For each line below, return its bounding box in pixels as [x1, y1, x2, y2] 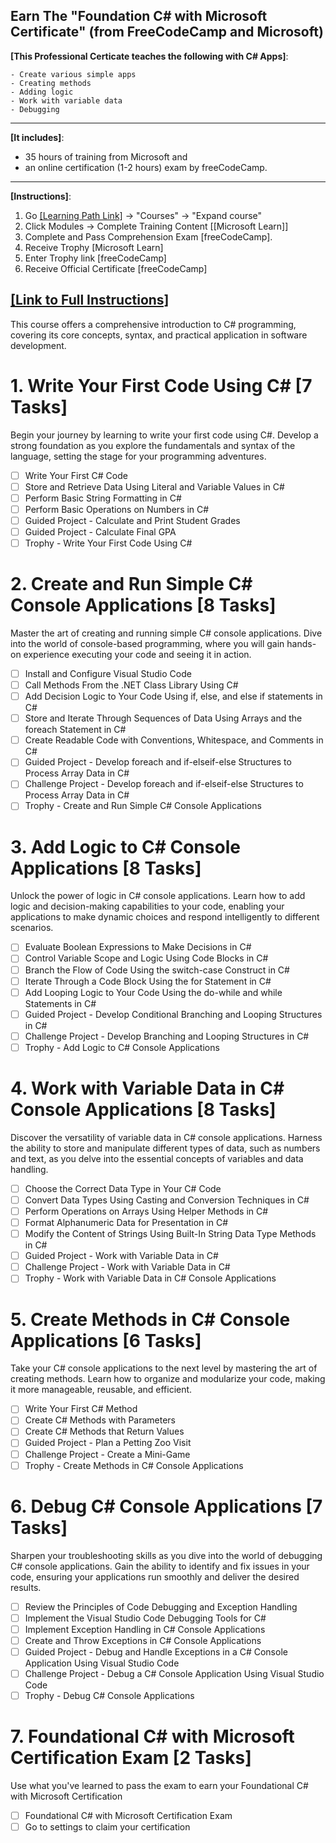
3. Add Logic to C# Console [10, 835, 241, 858]
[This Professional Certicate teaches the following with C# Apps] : [10, 50, 289, 62]
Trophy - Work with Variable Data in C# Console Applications [24, 1272, 277, 1284]
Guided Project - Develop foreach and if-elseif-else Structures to [24, 756, 292, 768]
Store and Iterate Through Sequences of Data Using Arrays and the [24, 712, 303, 724]
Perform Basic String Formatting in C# [24, 492, 182, 504]
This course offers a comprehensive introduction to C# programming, [10, 318, 297, 330]
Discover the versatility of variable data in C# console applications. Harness [10, 1131, 323, 1143]
